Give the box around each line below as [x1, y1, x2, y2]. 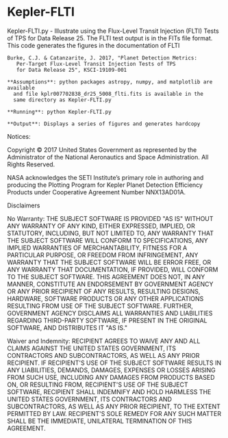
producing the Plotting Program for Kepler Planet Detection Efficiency [7, 181, 203, 189]
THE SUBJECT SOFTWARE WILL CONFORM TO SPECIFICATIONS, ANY [7, 236, 209, 244]
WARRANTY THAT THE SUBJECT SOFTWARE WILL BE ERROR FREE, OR [7, 258, 212, 266]
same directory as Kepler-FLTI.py [13, 96, 112, 103]
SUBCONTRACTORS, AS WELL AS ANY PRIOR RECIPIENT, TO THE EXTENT [7, 402, 221, 411]
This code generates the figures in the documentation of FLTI [7, 41, 180, 49]
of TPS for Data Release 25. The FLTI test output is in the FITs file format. [7, 34, 213, 42]
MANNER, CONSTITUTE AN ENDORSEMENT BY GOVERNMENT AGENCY [7, 280, 214, 288]
